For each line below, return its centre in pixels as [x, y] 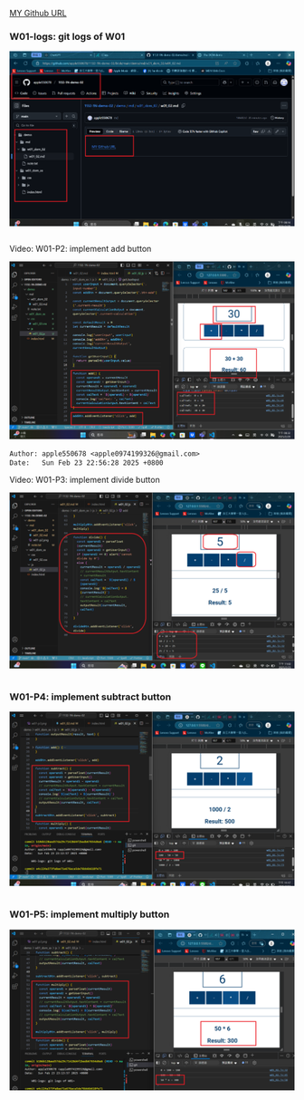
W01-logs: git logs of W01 [67, 36]
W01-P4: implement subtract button [90, 697]
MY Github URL [38, 13]
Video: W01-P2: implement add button [81, 249]
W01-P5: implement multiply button [90, 914]
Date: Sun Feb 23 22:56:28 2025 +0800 [87, 463]
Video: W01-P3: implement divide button [85, 480]
